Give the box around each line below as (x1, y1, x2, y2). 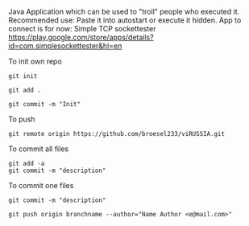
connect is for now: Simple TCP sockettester (8, 24, 156, 33)
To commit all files (8, 144, 69, 154)
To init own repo (8, 56, 62, 66)
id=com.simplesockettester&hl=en (8, 41, 122, 51)
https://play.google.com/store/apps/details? (8, 32, 155, 42)
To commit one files (8, 181, 74, 190)
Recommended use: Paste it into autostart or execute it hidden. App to (8, 15, 242, 25)
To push (8, 114, 35, 124)
